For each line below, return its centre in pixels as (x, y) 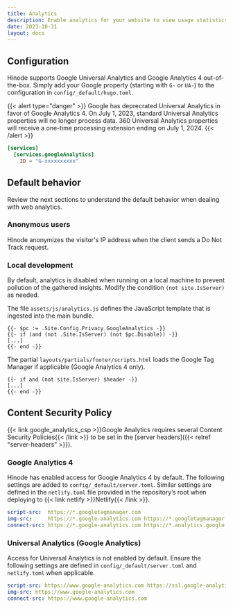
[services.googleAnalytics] (54, 154)
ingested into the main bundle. (51, 316)
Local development (40, 265)
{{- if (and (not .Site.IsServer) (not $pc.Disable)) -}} (93, 335)
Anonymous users (39, 225)
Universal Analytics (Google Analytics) (74, 543)
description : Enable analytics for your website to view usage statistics (118, 20)
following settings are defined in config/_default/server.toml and (102, 565)
